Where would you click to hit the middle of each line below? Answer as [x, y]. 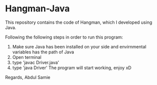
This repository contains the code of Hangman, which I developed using [79, 22]
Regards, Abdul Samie [28, 77]
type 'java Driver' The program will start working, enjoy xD [72, 68]
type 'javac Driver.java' [36, 62]
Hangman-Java [38, 9]
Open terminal [27, 57]
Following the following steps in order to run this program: [64, 37]
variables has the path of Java [43, 52]
